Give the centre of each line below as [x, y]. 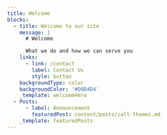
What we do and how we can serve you [79, 51]
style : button [52, 76]
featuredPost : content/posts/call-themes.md [96, 115]
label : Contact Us [58, 70]
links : [29, 58]
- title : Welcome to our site [56, 26]
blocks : [18, 20]
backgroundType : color [52, 82]
